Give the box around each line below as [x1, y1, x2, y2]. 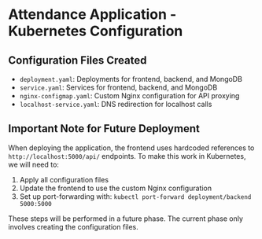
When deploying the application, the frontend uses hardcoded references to [8, 143, 255, 153]
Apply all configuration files [19, 175, 109, 184]
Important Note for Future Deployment [8, 122, 201, 135]
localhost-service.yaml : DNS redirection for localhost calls [19, 100, 212, 108]
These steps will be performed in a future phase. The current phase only [8, 214, 244, 223]
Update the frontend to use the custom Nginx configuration [19, 183, 212, 193]
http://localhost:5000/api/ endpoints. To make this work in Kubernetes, [8, 151, 246, 160]
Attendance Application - [8, 6, 177, 24]
